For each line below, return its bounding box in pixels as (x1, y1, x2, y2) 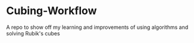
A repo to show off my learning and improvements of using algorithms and (6, 24, 189, 31)
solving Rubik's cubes (6, 29, 61, 37)
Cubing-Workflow (6, 4, 97, 18)
